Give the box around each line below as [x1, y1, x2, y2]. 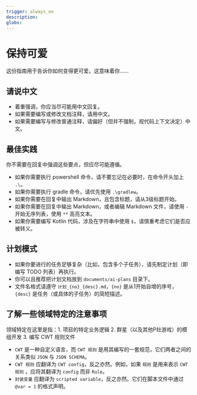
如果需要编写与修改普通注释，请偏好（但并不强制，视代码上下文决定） [14, 118, 186, 125]
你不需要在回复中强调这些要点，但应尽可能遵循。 [6, 160, 125, 168]
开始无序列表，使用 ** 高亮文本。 [14, 210, 96, 217]
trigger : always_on [6, 8, 54, 15]
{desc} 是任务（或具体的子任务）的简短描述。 [14, 290, 126, 297]
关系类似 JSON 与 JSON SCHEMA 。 [14, 353, 90, 360]
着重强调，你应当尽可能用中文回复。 [14, 103, 103, 110]
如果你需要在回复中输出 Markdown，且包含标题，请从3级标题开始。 [14, 195, 180, 202]
